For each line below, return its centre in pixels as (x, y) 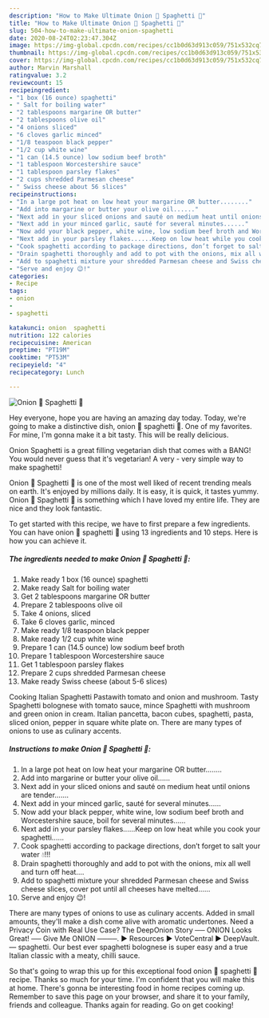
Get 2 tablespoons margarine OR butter (85, 596)
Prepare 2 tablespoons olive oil (71, 604)
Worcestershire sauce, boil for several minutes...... (103, 820)
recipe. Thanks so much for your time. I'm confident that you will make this (132, 979)
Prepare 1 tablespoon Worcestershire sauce (92, 655)
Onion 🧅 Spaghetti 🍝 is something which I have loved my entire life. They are (134, 499)
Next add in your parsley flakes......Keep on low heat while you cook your (140, 828)
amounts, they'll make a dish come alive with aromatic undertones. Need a (132, 921)
